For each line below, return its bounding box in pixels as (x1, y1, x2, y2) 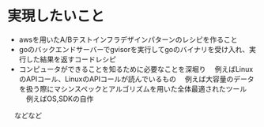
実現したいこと (7, 7, 105, 25)
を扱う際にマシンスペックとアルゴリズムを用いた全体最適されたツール (18, 84, 247, 93)
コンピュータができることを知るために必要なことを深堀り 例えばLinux (18, 64, 254, 73)
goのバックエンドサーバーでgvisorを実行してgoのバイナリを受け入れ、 (18, 44, 250, 54)
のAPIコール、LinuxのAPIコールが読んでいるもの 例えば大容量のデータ (18, 74, 255, 84)
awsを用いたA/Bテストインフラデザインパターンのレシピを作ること (18, 35, 238, 44)
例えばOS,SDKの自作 (25, 94, 94, 103)
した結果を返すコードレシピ (25, 54, 116, 64)
